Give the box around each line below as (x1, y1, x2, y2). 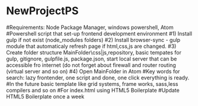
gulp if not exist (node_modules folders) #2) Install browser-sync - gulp (6, 36, 181, 43)
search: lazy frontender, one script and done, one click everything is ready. (6, 74, 190, 81)
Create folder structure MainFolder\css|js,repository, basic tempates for (6, 49, 182, 56)
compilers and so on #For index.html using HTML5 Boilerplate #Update (6, 86, 180, 94)
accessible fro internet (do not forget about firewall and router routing (6, 61, 176, 69)
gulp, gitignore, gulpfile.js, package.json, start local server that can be (6, 55, 177, 62)
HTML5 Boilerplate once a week (6, 93, 85, 100)
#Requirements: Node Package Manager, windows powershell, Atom (6, 24, 174, 31)
